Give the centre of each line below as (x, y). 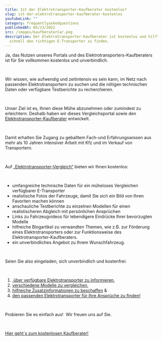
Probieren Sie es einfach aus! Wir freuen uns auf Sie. (58, 314)
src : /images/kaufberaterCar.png (39, 32)
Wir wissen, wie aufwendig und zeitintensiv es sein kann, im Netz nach (76, 79)
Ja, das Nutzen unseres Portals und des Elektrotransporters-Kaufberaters (79, 55)
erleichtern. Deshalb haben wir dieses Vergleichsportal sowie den (71, 113)
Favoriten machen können (38, 201)
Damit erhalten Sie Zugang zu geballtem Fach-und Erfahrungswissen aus (78, 137)
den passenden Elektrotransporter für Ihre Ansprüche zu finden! (76, 295)
